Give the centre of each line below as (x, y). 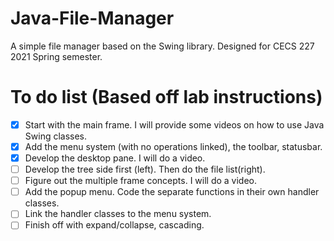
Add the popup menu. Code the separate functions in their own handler (172, 192)
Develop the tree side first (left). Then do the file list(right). (145, 169)
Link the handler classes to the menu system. (118, 214)
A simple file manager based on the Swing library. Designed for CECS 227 (162, 46)
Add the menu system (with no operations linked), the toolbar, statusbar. (173, 146)
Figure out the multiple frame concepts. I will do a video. (141, 181)
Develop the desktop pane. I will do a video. (115, 158)
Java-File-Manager (92, 18)
